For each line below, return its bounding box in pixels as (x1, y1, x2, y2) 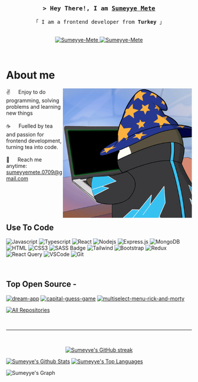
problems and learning (6, 103, 61, 111)
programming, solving (6, 97, 60, 104)
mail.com (6, 175, 28, 182)
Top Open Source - (6, 279, 77, 289)
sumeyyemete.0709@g (6, 169, 63, 176)
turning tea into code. (6, 144, 58, 151)
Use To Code (6, 222, 54, 232)
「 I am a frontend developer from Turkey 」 (33, 19, 165, 25)
